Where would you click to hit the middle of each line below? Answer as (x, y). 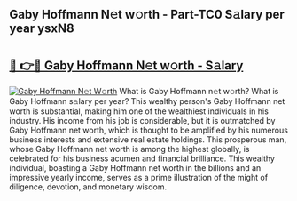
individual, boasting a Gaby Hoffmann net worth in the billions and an (135, 168)
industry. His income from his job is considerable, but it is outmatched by (142, 121)
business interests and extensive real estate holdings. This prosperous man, (148, 140)
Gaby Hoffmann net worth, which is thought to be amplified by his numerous (148, 130)
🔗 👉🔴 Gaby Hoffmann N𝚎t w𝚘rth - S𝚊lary (126, 65)
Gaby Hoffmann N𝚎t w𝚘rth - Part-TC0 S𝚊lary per (147, 15)
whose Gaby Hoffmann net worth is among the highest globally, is (129, 149)
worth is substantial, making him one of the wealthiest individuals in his (139, 111)
